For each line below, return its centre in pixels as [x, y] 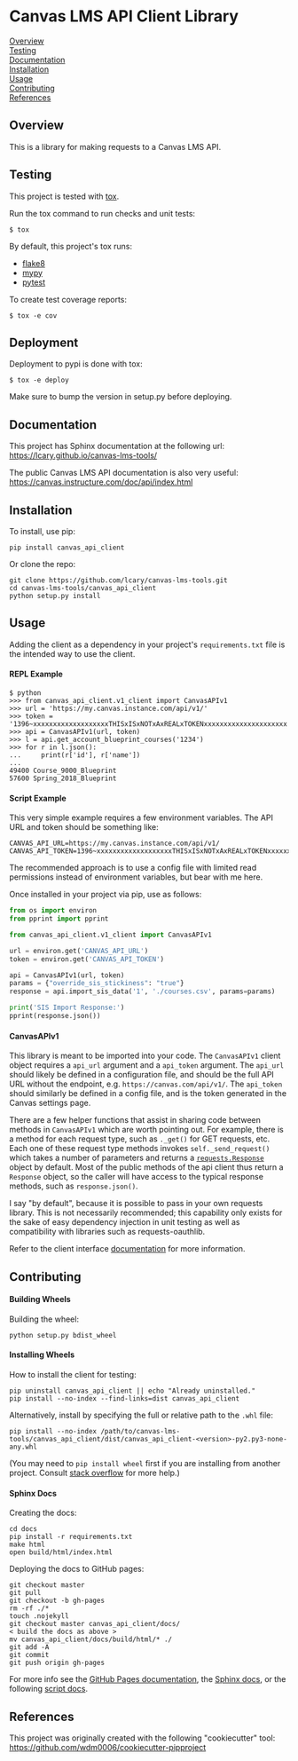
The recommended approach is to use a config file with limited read [133, 868]
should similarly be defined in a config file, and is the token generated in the [148, 1094]
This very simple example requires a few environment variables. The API [141, 817]
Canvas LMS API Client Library [124, 16]
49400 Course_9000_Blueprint [63, 771]
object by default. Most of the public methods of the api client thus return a [146, 1167]
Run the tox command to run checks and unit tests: [102, 213]
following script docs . [49, 1689]
